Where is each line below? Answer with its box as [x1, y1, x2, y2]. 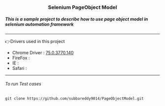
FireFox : [12, 55, 30, 61]
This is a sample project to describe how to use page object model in [5, 16, 148, 22]
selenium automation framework [5, 21, 74, 27]
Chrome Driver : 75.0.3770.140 [12, 49, 74, 55]
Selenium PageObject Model [48, 4, 117, 11]
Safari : [12, 65, 27, 71]
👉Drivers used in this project [5, 38, 65, 44]
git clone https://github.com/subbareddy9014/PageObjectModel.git [5, 96, 144, 101]
